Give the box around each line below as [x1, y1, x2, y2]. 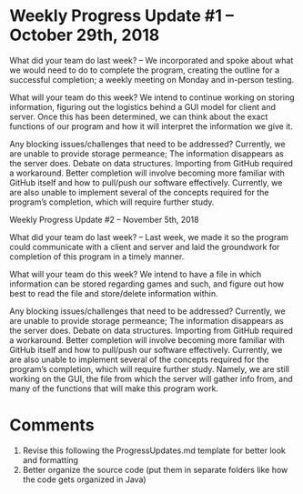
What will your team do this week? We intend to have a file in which [9, 268, 262, 279]
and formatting [22, 454, 79, 465]
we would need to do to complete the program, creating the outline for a [9, 65, 280, 76]
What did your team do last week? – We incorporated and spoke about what [9, 55, 294, 66]
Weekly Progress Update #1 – [9, 5, 234, 26]
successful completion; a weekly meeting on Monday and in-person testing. [9, 74, 295, 85]
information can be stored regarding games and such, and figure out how [9, 278, 285, 289]
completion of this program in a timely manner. [9, 251, 185, 262]
